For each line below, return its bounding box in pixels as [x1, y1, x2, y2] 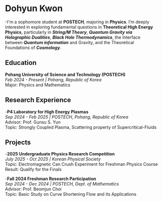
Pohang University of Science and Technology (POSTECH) [5, 71, 126, 78]
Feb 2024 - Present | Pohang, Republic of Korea [5, 77, 102, 82]
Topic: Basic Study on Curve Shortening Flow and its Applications [5, 191, 137, 197]
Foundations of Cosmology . [5, 45, 62, 50]
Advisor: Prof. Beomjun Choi [5, 186, 62, 192]
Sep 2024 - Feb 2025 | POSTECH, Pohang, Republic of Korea [5, 114, 128, 120]
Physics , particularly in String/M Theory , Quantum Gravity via [5, 29, 132, 35]
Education [5, 59, 37, 67]
